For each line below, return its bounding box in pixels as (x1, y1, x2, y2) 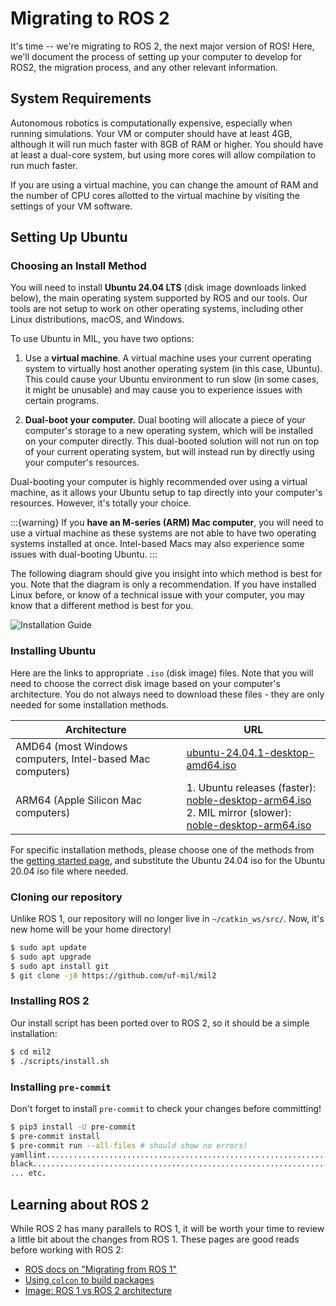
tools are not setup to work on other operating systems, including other (10, 303, 304, 315)
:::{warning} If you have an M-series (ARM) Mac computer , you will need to (10, 517, 324, 529)
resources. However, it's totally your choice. (10, 497, 192, 509)
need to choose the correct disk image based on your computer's (10, 677, 281, 689)
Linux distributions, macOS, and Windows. (10, 313, 185, 326)
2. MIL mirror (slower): (186, 805, 292, 819)
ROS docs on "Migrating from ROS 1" (24, 1263, 178, 1275)
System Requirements (10, 90, 152, 107)
